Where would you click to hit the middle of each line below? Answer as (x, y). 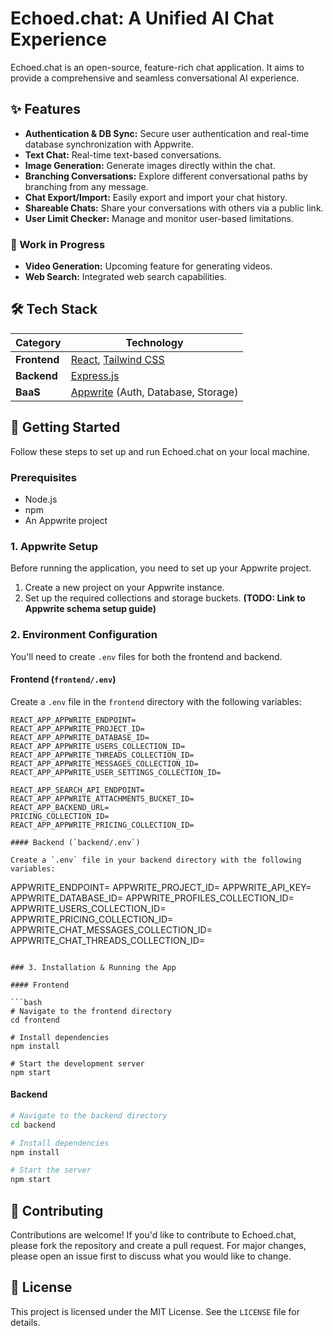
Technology (154, 342)
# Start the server (51, 1170)
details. (25, 1322)
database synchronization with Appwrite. (109, 144)
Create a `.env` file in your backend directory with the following (156, 860)
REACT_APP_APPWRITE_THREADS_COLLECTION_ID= (102, 755)
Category (38, 342)
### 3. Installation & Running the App (93, 967)
